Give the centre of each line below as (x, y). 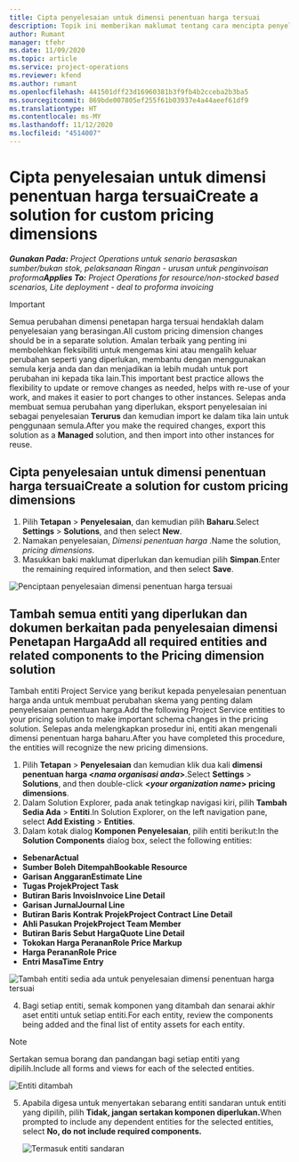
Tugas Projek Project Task (70, 886)
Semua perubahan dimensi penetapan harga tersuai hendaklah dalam (137, 321)
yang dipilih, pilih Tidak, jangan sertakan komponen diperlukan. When (152, 1112)
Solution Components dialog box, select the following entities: (137, 841)
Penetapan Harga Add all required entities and (138, 642)
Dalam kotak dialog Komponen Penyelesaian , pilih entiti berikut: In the (150, 831)
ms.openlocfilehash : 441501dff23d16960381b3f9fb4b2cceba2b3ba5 (129, 92)
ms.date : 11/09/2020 (48, 51)
